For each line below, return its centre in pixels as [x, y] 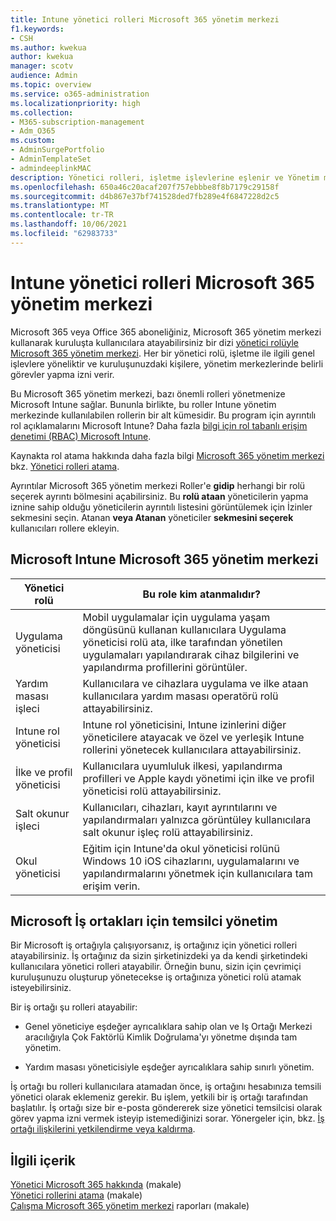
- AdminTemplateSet [51, 159]
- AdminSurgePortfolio [57, 150]
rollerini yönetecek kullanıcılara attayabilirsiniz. [192, 749]
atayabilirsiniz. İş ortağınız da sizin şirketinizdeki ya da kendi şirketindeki [159, 956]
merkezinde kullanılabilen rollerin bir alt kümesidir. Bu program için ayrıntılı [163, 415]
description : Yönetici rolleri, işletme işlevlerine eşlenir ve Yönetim [165, 177]
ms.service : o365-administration [80, 94]
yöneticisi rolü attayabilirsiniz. [152, 791]
